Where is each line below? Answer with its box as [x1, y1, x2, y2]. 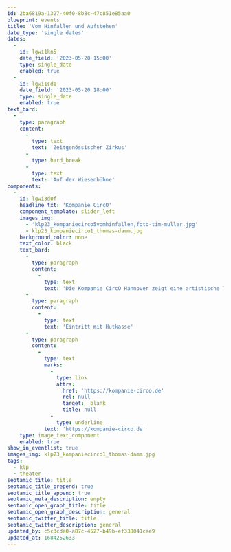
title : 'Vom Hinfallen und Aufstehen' [7, 23, 118, 30]
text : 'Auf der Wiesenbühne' [32, 176, 115, 183]
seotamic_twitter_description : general [7, 521, 122, 528]
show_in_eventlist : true [7, 445, 78, 452]
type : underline [56, 419, 103, 426]
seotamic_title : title [7, 476, 72, 483]
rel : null [62, 393, 91, 401]
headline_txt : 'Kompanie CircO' [19, 202, 112, 209]
